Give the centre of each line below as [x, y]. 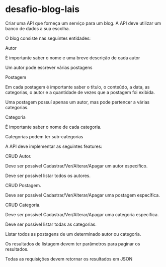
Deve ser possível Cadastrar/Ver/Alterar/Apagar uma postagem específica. [82, 195]
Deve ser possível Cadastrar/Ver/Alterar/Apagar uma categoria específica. [82, 214]
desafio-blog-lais [42, 9]
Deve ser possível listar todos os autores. [48, 175]
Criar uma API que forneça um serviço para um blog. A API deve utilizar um [83, 23]
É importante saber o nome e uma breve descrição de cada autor [73, 58]
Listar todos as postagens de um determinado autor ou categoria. [73, 234]
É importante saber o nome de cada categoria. [53, 127]
